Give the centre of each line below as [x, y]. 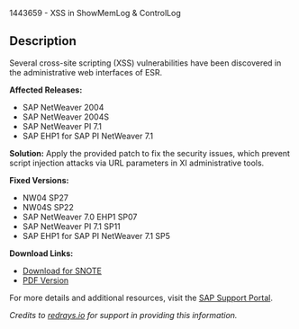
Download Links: [41, 253]
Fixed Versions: [39, 180]
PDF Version [45, 280]
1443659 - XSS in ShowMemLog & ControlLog [95, 13]
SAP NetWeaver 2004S [66, 117]
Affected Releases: [46, 90]
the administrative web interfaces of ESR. [86, 72]
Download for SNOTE [62, 271]
